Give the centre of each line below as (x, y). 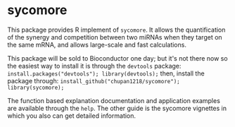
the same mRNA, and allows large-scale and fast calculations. (97, 44)
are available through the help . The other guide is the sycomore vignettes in (117, 108)
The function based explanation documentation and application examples (114, 100)
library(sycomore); (36, 87)
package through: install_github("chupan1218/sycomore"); (94, 80)
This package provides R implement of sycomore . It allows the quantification (116, 30)
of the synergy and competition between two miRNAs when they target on (115, 37)
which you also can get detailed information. (71, 116)
